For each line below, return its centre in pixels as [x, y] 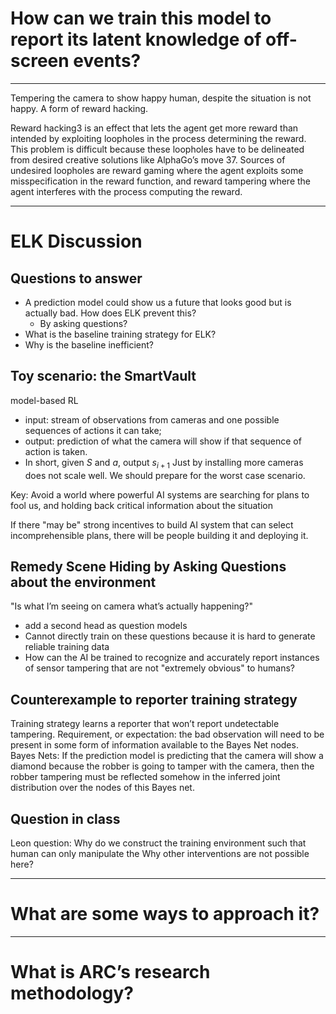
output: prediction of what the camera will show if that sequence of [163, 441]
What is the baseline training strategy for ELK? [120, 334]
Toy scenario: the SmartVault [103, 376]
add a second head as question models [106, 626]
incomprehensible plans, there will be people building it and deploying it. [159, 535]
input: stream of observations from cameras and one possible [152, 419]
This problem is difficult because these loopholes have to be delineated [157, 149]
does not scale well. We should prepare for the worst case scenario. [165, 475]
